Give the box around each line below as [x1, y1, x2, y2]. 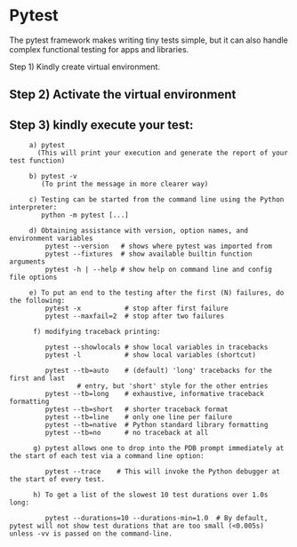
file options [9, 273, 58, 282]
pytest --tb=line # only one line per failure [44, 413, 233, 422]
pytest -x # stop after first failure [44, 304, 229, 313]
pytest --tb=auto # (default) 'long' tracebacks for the [44, 366, 273, 376]
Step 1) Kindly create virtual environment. [9, 61, 160, 72]
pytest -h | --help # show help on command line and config [44, 266, 273, 274]
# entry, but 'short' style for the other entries [76, 382, 269, 391]
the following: [9, 297, 66, 305]
